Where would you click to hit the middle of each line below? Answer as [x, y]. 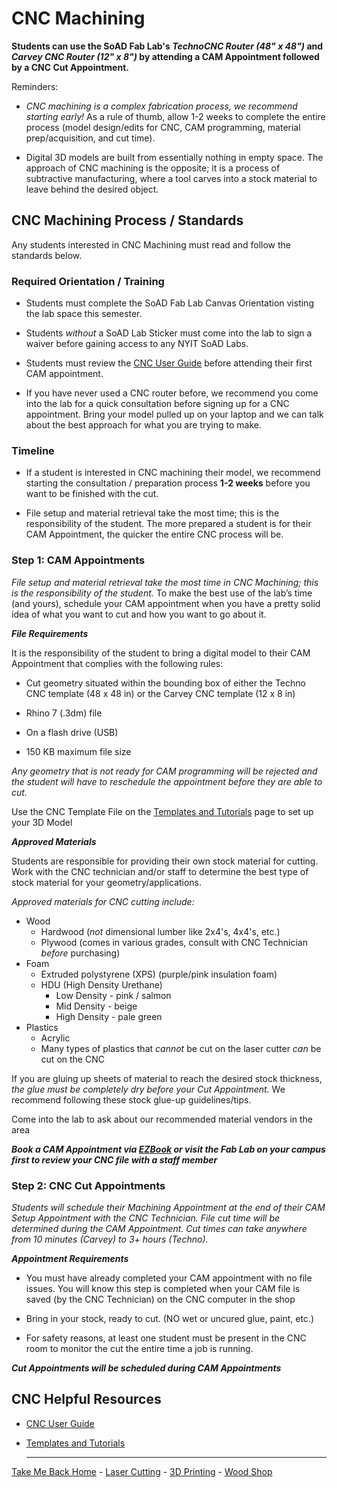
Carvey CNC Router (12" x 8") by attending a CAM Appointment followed [165, 56]
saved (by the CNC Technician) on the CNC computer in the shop [160, 1299]
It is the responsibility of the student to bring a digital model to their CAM [161, 653]
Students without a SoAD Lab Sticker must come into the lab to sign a [169, 333]
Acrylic [55, 1038]
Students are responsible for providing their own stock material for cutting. [165, 861]
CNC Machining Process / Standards [127, 220]
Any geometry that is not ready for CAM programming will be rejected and [164, 771]
